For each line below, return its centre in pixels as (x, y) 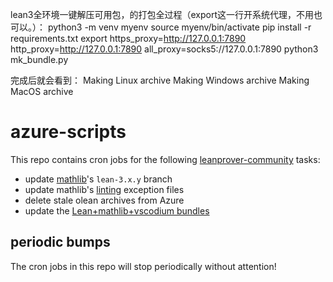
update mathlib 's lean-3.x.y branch (98, 179)
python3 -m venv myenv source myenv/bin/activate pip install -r (179, 27)
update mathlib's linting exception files (104, 189)
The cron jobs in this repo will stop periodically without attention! (143, 266)
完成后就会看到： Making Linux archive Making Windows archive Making (160, 80)
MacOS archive (42, 91)
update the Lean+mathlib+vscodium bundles (117, 210)
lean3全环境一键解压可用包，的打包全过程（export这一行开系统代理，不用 (162, 14)
